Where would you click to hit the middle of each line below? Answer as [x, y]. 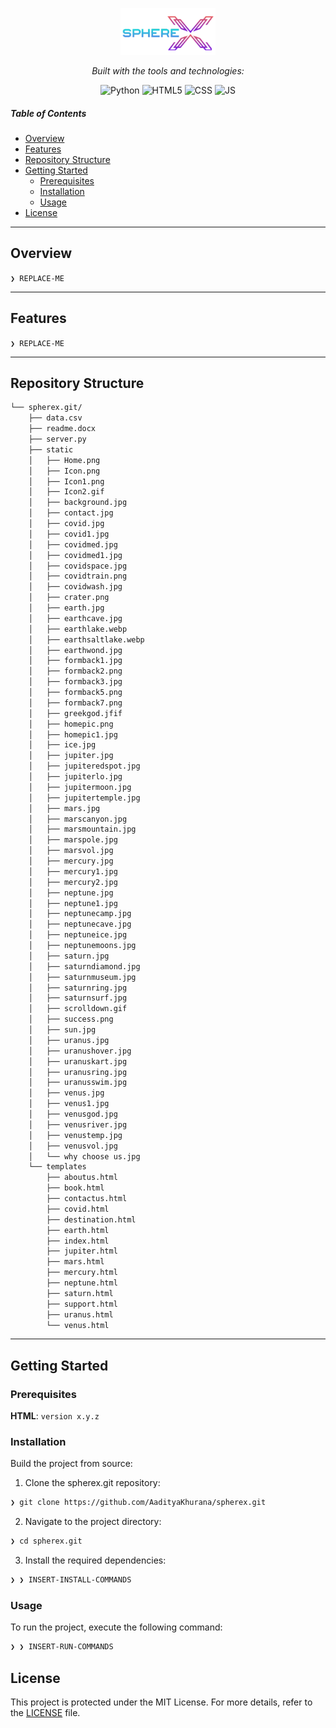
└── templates [57, 1167]
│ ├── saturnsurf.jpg [78, 998]
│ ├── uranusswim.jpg [78, 1083]
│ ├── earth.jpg [66, 608]
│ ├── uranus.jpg [69, 1040]
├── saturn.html [80, 1293]
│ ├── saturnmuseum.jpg [82, 977]
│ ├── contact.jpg [71, 513]
